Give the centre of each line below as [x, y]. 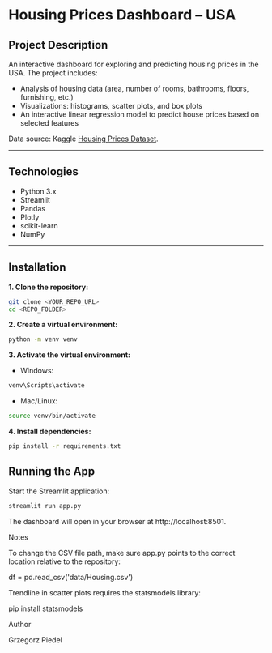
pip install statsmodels [46, 608]
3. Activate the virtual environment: [70, 355]
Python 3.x [38, 191]
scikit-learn [39, 225]
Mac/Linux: [39, 401]
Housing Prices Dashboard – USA [122, 15]
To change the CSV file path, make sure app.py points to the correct [122, 553]
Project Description [58, 45]
